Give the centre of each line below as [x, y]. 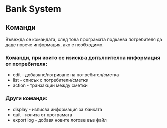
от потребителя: [26, 64]
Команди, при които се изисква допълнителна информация [83, 57]
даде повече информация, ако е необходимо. [55, 45]
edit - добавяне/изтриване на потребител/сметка [66, 75]
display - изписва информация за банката [57, 109]
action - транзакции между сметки [50, 85]
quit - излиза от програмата [43, 115]
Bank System [33, 9]
